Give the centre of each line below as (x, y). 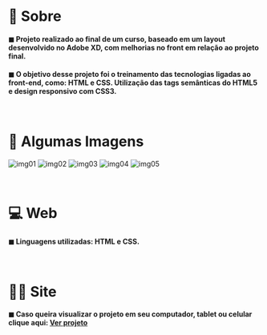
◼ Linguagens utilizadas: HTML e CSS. (74, 241)
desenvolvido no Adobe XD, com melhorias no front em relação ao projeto (133, 47)
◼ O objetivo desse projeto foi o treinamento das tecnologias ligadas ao (129, 75)
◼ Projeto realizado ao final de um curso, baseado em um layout (117, 38)
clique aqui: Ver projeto (48, 323)
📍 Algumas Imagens (76, 141)
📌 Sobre (35, 16)
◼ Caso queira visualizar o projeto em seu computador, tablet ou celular (130, 314)
